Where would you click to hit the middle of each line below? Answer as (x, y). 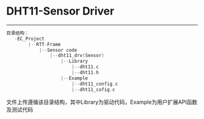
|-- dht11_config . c (95, 84)
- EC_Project (29, 39)
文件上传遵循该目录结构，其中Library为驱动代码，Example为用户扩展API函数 (102, 102)
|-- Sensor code (58, 50)
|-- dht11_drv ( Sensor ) (77, 56)
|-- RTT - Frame (45, 44)
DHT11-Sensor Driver (60, 11)
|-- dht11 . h (85, 73)
